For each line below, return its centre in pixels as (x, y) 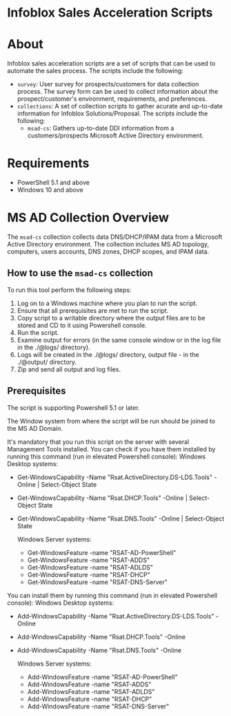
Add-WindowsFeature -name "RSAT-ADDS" (89, 684)
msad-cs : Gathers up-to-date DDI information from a (101, 128)
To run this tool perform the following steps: (69, 290)
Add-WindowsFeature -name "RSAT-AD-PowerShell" (102, 677)
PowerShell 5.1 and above (53, 183)
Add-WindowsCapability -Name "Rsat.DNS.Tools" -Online (99, 650)
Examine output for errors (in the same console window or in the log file (119, 340)
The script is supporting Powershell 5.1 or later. (73, 407)
